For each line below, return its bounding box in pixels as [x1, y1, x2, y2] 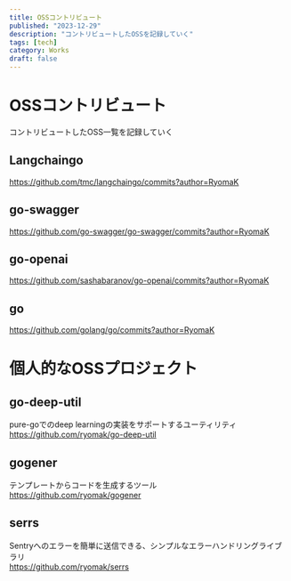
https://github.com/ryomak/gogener [9, 490, 141, 500]
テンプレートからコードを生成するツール [9, 480, 158, 490]
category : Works [9, 46, 69, 55]
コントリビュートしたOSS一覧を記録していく [9, 126, 174, 137]
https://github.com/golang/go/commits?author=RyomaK [9, 325, 215, 335]
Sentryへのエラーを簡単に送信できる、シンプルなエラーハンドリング [9, 540, 260, 551]
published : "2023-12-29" [9, 21, 101, 30]
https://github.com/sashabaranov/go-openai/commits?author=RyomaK [9, 275, 270, 286]
